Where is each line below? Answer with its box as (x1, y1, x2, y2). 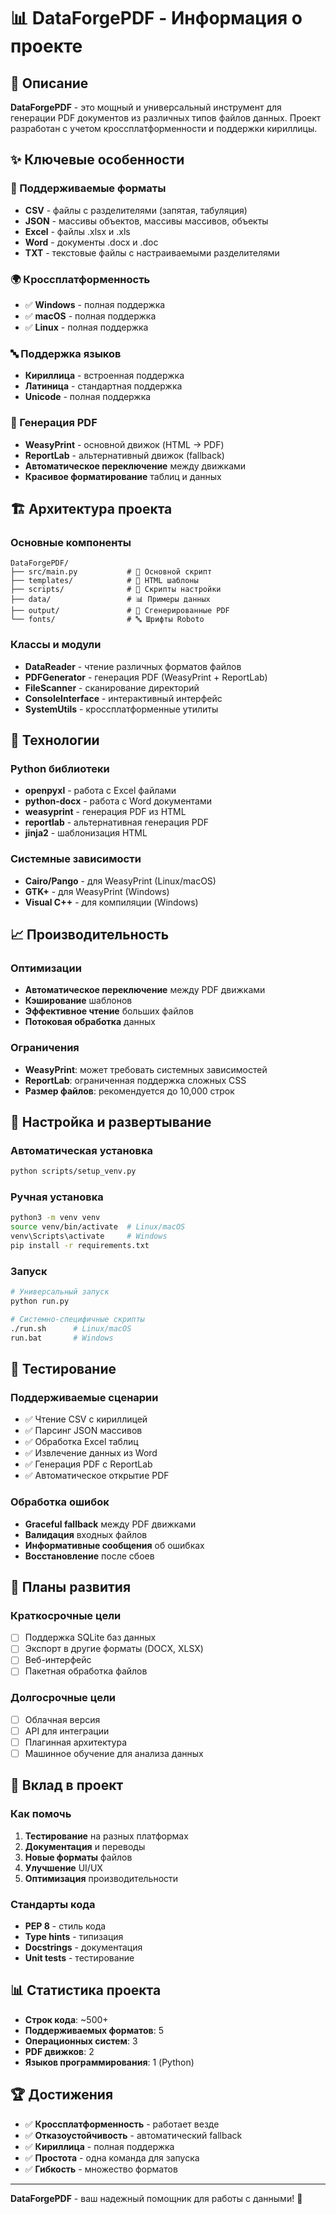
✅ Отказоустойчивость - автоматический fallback (24, 2129, 243, 2141)
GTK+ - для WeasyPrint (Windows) (24, 885, 170, 897)
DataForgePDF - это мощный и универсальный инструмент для (10, 101, 282, 113)
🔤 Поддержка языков (10, 346, 122, 360)
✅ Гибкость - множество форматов (24, 2163, 178, 2175)
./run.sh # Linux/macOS (10, 1323, 132, 1334)
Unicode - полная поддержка (24, 391, 152, 403)
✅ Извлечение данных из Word (24, 1447, 158, 1459)
